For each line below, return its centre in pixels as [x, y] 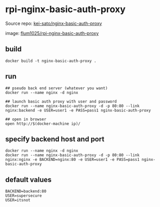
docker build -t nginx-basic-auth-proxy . [51, 61]
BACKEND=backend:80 [26, 191]
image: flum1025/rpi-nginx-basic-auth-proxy [52, 33]
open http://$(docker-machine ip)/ [43, 124]
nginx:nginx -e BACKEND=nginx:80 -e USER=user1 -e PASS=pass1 [72, 160]
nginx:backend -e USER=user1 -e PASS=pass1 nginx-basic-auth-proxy [78, 110]
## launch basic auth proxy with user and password [61, 101]
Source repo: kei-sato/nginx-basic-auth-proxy [54, 23]
